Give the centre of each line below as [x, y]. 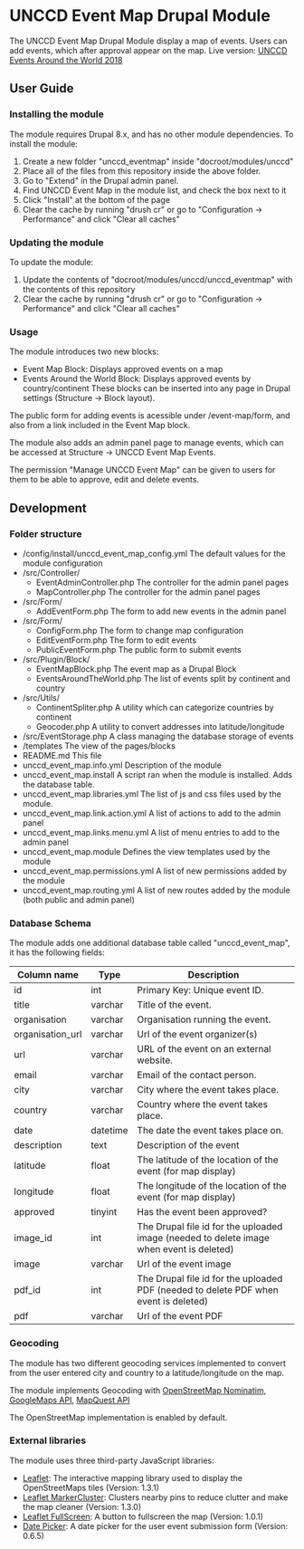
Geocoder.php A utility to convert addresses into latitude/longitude [160, 726]
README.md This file [62, 755]
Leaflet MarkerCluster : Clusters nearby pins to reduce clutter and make [155, 1497]
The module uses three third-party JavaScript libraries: [112, 1460]
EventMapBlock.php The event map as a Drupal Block [136, 669]
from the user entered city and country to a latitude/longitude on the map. [147, 1372]
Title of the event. [174, 1005]
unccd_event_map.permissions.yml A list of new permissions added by [155, 871]
